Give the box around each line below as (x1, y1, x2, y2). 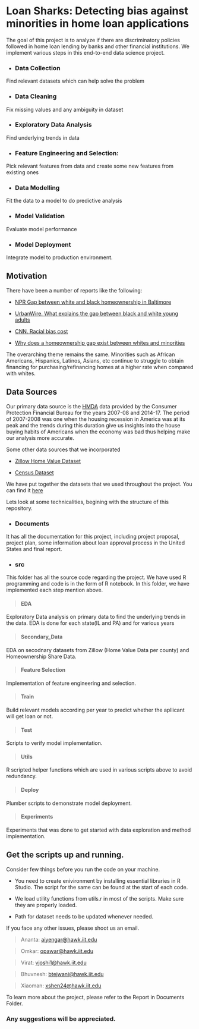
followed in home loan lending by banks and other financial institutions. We (6, 43, 190, 50)
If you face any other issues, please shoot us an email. (6, 924, 140, 932)
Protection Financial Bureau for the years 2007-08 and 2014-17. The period (6, 409, 190, 416)
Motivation (6, 271, 48, 281)
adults (14, 316, 30, 323)
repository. (6, 504, 33, 512)
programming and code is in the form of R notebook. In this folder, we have (6, 580, 190, 587)
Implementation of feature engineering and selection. (6, 679, 137, 687)
